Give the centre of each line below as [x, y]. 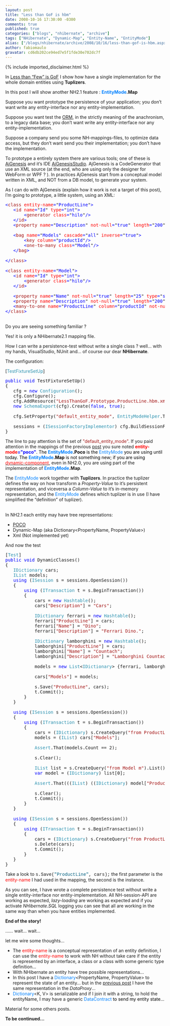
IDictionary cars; [36, 570]
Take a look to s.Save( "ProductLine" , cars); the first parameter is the [84, 874]
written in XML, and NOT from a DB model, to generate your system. [76, 180]
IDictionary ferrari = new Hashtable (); [86, 615]
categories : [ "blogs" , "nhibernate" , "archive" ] [57, 33]
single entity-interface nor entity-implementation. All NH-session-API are [81, 895]
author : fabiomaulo [26, 48]
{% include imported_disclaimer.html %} [47, 67]
